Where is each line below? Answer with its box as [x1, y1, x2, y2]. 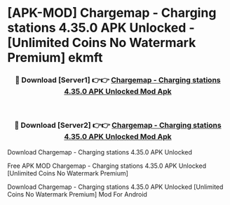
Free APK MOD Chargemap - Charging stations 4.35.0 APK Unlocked [7, 161, 207, 170]
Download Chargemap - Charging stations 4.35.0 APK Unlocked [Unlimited [7, 183, 224, 191]
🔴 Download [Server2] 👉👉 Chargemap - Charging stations [13, 121, 222, 131]
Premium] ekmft [7, 50, 103, 66]
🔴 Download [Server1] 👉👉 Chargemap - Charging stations [15, 75, 221, 85]
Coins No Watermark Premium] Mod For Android [7, 190, 147, 198]
